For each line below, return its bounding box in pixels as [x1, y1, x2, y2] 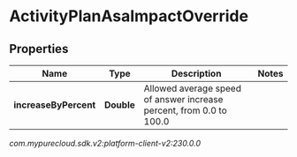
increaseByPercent [13, 99, 96, 111]
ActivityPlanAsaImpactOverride [9, 6, 249, 26]
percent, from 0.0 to [143, 104, 227, 116]
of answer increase [143, 93, 224, 105]
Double [104, 99, 135, 111]
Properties [9, 41, 69, 56]
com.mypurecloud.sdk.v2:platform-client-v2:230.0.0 [9, 138, 202, 148]
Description [171, 68, 222, 79]
